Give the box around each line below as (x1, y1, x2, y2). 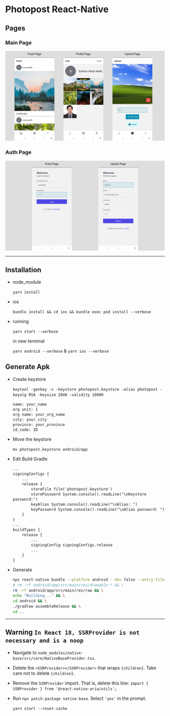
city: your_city (12, 417, 47, 422)
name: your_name (12, 401, 47, 407)
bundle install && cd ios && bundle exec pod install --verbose (12, 309, 151, 315)
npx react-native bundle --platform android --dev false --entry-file (12, 577, 165, 582)
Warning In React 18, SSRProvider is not (5, 628, 140, 637)
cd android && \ (12, 599, 47, 604)
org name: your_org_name (12, 412, 65, 417)
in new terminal (12, 338, 45, 344)
